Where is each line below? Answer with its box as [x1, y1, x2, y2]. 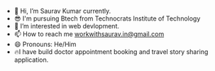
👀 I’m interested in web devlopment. [13, 22, 119, 30]
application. [13, 55, 49, 64]
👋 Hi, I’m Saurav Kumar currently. [13, 7, 111, 15]
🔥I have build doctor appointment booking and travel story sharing [13, 48, 209, 56]
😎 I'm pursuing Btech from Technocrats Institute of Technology [13, 14, 201, 23]
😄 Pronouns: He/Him [13, 40, 77, 48]
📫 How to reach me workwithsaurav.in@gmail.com [13, 30, 165, 38]
